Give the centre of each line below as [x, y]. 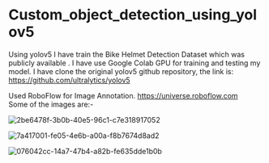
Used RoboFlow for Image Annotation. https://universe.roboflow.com [123, 95]
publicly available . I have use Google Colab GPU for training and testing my [134, 63]
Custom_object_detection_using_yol [133, 15]
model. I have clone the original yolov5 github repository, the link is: [121, 71]
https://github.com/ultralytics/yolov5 [70, 80]
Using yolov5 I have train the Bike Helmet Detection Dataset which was [127, 54]
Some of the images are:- [51, 104]
